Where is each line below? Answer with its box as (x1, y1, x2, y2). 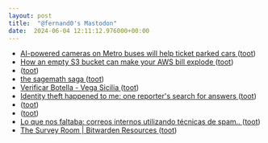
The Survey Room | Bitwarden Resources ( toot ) (19, 125, 178, 135)
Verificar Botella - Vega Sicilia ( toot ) (19, 83, 140, 92)
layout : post (8, 11, 52, 20)
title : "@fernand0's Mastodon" (8, 19, 117, 27)
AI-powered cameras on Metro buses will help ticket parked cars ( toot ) (19, 49, 257, 59)
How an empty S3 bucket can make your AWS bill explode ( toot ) (19, 57, 234, 67)
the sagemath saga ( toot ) (19, 74, 105, 84)
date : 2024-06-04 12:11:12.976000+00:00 (8, 27, 150, 35)
